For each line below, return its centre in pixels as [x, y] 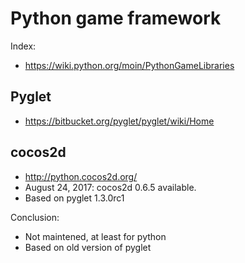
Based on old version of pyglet [88, 247]
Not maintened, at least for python [95, 236]
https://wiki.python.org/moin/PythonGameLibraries [129, 65]
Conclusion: [35, 217]
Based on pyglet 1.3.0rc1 [74, 198]
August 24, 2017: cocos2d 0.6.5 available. [110, 187]
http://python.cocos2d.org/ [81, 176]
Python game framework [116, 18]
